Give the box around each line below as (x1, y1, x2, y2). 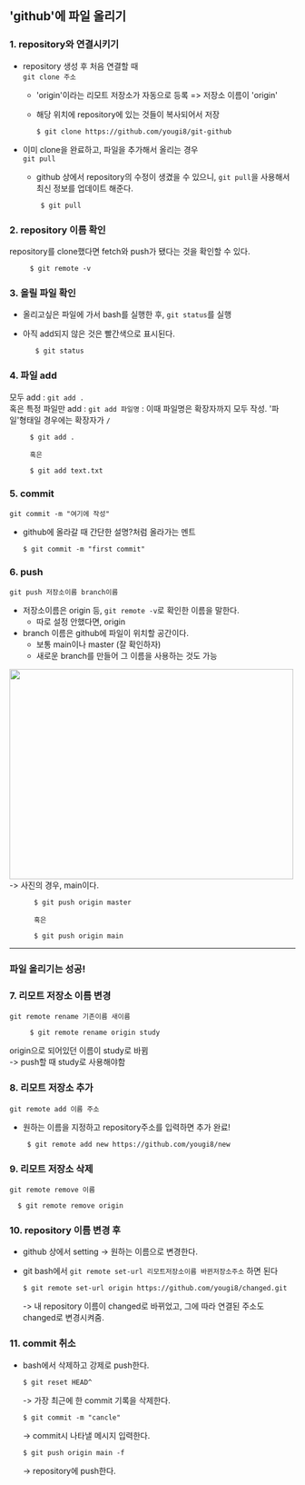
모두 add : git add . (9, 392, 84, 403)
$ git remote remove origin (17, 1201, 124, 1211)
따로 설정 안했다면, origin (35, 616, 125, 627)
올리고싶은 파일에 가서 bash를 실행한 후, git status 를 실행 (22, 309, 232, 320)
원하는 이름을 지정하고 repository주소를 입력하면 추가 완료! (22, 1121, 231, 1132)
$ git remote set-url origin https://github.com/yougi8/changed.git (22, 1284, 288, 1293)
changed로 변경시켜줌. (22, 1312, 104, 1323)
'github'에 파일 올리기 (9, 8, 127, 25)
